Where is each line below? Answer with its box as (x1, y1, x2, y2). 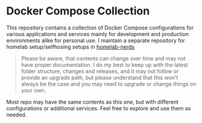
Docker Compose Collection (6, 4, 150, 18)
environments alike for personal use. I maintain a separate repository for (6, 37, 185, 44)
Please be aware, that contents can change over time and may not (21, 55, 186, 62)
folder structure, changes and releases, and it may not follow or (21, 67, 179, 74)
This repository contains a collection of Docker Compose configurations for (6, 24, 194, 31)
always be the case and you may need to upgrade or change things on (21, 80, 197, 88)
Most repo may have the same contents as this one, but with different (6, 98, 179, 106)
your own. (21, 86, 46, 94)
